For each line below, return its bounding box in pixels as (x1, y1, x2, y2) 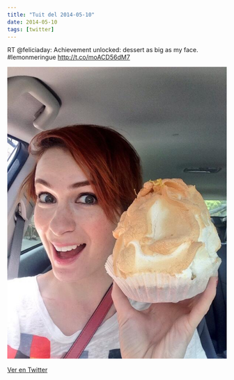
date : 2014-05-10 (7, 18, 58, 26)
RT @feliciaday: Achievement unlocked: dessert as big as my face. (7, 46, 198, 54)
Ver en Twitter (7, 365, 48, 374)
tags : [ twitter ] (7, 26, 54, 33)
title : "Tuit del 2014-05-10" (7, 11, 95, 18)
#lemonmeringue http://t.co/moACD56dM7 (7, 53, 130, 62)
